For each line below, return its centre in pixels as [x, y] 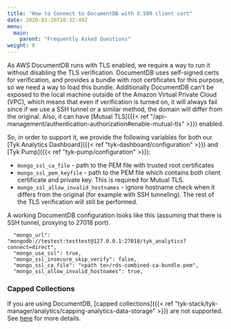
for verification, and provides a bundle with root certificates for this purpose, [116, 80]
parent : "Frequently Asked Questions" [75, 39]
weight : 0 [21, 46]
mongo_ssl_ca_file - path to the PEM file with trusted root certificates [115, 165]
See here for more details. [44, 319]
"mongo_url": [32, 235]
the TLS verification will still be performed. [77, 202]
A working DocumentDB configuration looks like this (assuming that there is [114, 215]
